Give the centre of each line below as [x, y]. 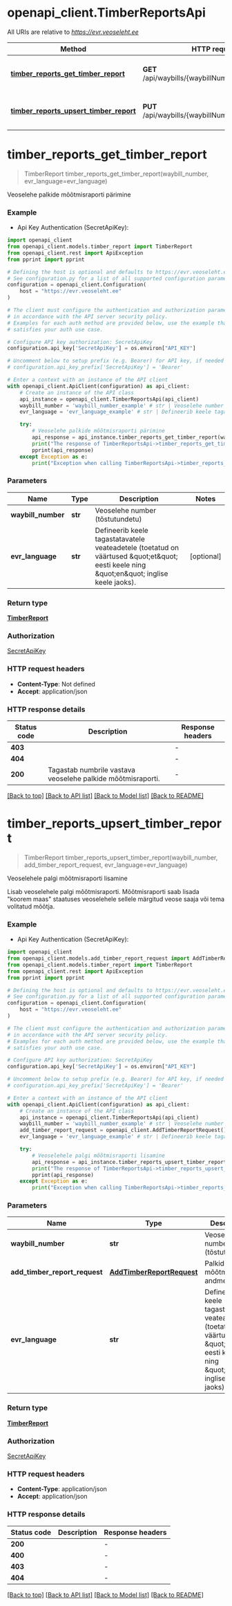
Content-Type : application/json [62, 1489]
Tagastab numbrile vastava [92, 769]
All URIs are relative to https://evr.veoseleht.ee [73, 32]
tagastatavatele [120, 539]
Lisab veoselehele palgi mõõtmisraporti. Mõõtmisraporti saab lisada [103, 891]
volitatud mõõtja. [31, 906]
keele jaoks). [116, 582]
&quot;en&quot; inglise [132, 574]
